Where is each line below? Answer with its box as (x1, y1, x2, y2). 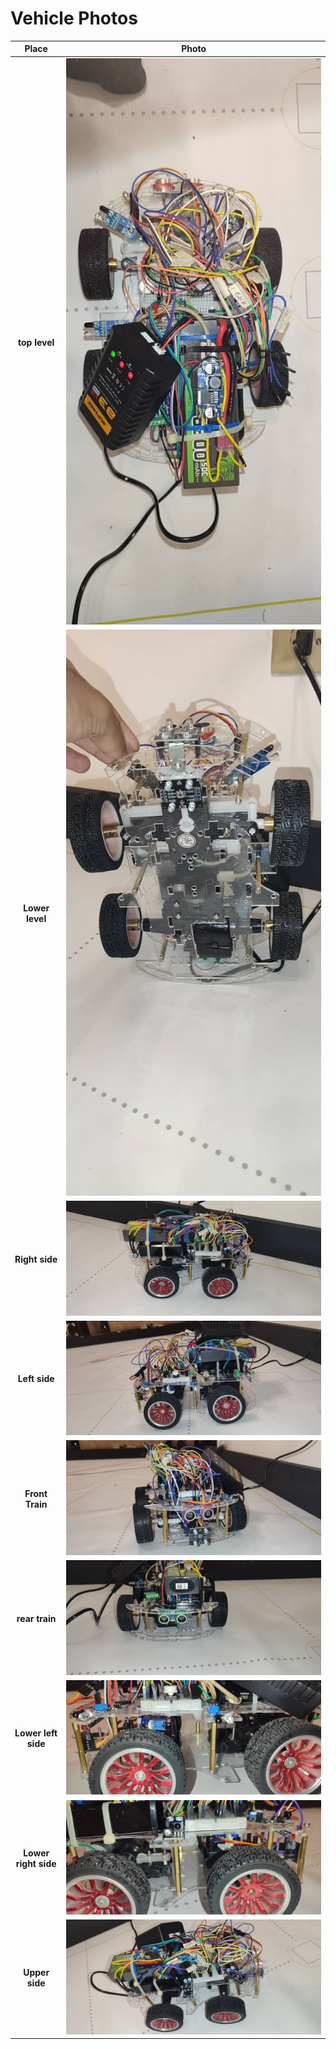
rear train (16, 1612, 57, 1624)
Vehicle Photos (10, 7, 138, 30)
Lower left (14, 1727, 58, 1739)
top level (18, 336, 55, 348)
